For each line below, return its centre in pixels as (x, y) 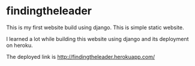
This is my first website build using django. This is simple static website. (95, 27)
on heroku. (19, 45)
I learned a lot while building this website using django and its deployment (97, 39)
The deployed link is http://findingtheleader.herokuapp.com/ (81, 56)
